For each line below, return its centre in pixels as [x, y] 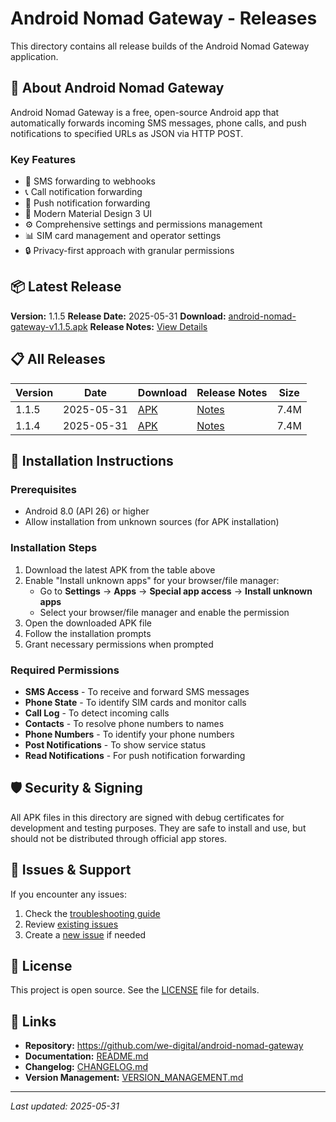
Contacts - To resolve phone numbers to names [124, 723]
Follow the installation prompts [88, 633]
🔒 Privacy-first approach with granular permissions [129, 251]
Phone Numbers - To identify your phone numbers [129, 734]
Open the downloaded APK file [88, 623]
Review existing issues [71, 924]
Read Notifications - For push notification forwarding [135, 755]
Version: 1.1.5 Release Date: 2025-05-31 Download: [118, 316]
